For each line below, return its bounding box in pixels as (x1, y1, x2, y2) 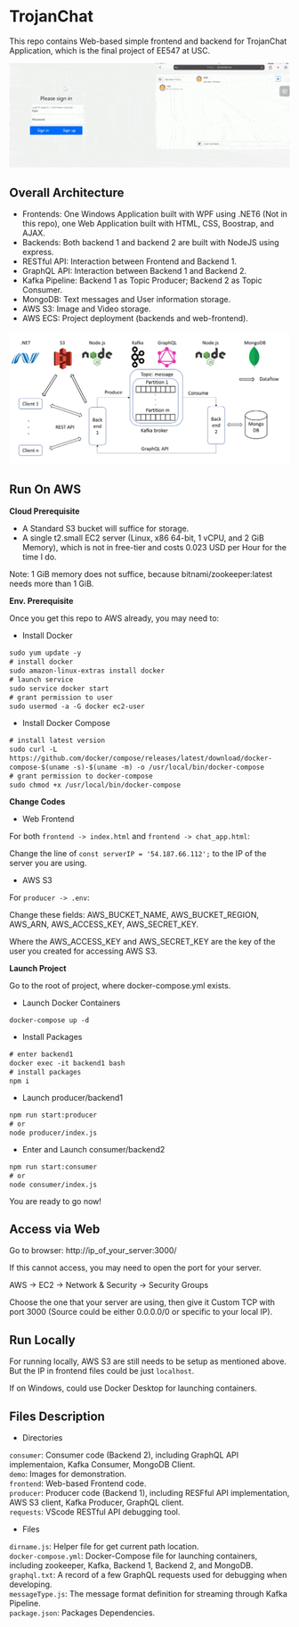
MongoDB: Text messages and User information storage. (21, 294, 231, 305)
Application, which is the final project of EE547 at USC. (9, 45, 211, 55)
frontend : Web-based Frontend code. (9, 1478, 147, 1489)
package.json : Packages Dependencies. (9, 1607, 156, 1618)
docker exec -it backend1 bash (9, 1059, 125, 1068)
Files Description (9, 1408, 105, 1424)
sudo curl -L (9, 745, 58, 754)
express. (21, 247, 54, 258)
